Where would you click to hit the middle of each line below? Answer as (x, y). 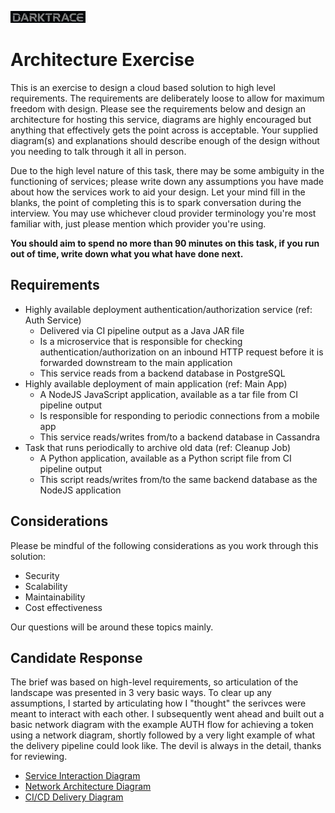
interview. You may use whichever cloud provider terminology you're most (163, 213)
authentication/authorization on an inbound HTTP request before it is (181, 352)
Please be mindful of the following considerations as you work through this (164, 545)
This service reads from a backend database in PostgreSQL (162, 373)
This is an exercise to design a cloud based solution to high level (143, 87)
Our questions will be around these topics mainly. (112, 627)
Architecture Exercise (102, 60)
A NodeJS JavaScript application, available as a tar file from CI (168, 394)
